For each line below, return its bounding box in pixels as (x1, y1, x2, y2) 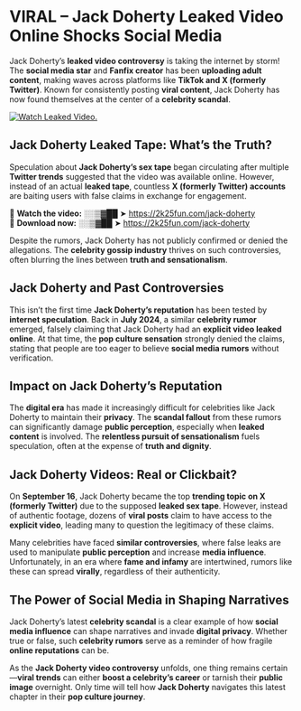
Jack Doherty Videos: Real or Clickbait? (9, 467, 237, 482)
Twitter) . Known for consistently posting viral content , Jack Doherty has (9, 84, 280, 95)
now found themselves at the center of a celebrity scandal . (9, 93, 232, 105)
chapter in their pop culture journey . (9, 691, 146, 702)
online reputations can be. (9, 645, 110, 656)
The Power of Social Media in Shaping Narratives (9, 592, 290, 607)
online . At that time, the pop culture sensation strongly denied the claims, (9, 332, 286, 344)
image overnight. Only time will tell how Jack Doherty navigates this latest (9, 682, 287, 692)
